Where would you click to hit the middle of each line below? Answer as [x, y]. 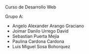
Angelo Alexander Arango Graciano [48, 26]
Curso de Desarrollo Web [31, 7]
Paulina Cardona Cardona [38, 41]
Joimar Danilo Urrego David [40, 31]
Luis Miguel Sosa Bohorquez [41, 46]
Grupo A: [14, 16]
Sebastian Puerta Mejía [36, 36]
